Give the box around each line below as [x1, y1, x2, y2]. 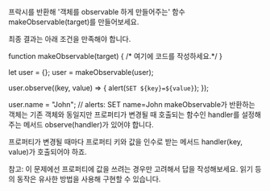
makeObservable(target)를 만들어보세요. [8, 17, 139, 27]
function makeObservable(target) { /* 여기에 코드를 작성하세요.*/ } [8, 52, 223, 60]
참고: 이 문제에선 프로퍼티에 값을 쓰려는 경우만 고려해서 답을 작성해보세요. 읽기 [8, 164, 254, 173]
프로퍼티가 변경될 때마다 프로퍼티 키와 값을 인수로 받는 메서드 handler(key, [8, 137, 243, 147]
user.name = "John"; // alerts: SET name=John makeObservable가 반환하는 [8, 100, 255, 109]
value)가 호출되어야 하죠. [8, 147, 87, 156]
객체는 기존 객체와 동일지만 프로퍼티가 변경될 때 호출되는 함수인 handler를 [8, 110, 240, 119]
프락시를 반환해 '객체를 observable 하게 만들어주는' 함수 [8, 7, 185, 16]
